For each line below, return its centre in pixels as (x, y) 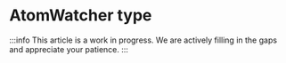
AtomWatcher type (81, 16)
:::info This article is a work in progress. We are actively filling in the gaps (143, 40)
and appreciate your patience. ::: (69, 49)
